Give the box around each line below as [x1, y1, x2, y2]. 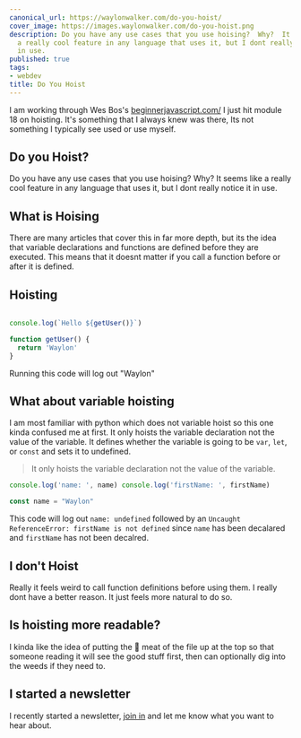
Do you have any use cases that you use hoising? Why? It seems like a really [9, 173, 292, 184]
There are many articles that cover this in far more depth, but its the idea [9, 232, 277, 243]
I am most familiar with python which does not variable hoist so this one [9, 418, 274, 429]
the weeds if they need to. [9, 660, 106, 671]
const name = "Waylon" [9, 497, 94, 507]
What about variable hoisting [9, 394, 175, 409]
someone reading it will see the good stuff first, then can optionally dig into [9, 651, 287, 662]
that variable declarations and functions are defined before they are [9, 242, 259, 253]
